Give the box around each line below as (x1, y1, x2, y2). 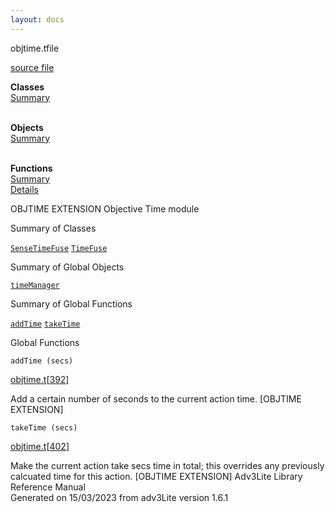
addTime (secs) (10, 356, 74, 366)
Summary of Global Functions (10, 297, 133, 310)
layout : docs (10, 14, 65, 25)
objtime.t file (10, 42, 60, 54)
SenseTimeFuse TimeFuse (10, 243, 108, 253)
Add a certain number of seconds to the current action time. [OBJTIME (10, 392, 302, 405)
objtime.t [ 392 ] (10, 373, 70, 385)
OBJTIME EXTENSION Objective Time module (10, 202, 200, 215)
